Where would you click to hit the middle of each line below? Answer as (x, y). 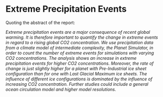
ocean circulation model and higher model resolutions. (61, 89)
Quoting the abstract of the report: (40, 23)
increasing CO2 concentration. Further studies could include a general (77, 84)
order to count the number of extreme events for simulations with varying (80, 53)
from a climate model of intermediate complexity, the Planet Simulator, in (80, 48)
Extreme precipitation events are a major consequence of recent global (78, 32)
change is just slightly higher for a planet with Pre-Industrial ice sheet (76, 68)
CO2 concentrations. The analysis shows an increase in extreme (71, 58)
